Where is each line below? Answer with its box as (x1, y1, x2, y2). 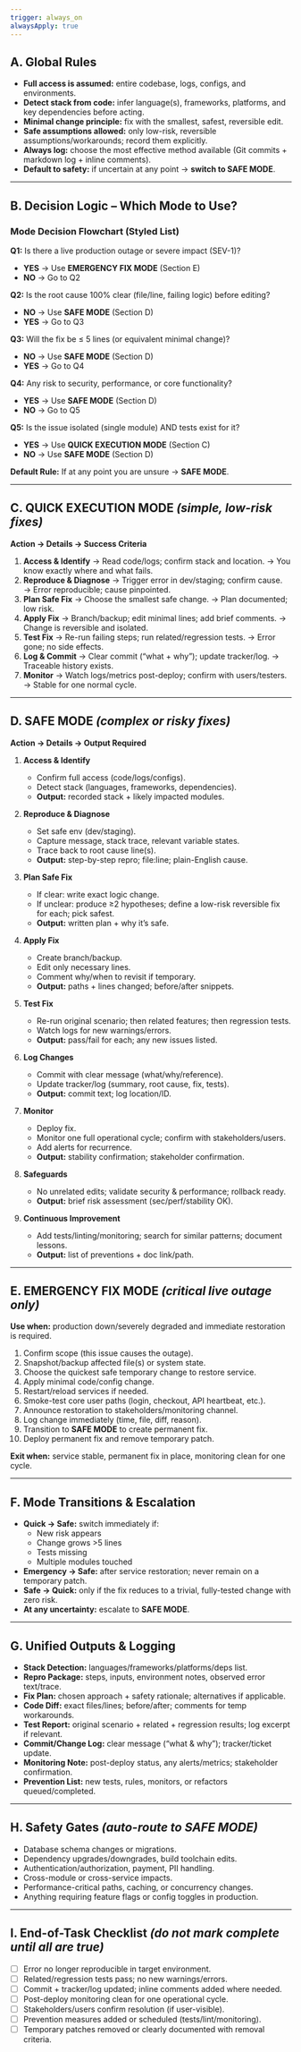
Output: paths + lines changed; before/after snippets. (36, 981, 235, 992)
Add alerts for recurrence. (36, 1142, 133, 1153)
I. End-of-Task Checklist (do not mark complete (10, 1926, 280, 1941)
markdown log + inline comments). (22, 154, 151, 166)
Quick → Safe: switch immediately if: (22, 1519, 160, 1529)
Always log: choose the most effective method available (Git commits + (22, 145, 288, 156)
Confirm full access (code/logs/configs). (36, 771, 186, 783)
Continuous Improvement (22, 1213, 121, 1223)
